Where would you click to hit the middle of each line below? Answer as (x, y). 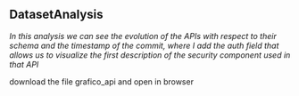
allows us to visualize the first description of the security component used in (150, 55)
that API (24, 64)
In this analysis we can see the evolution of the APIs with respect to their (143, 36)
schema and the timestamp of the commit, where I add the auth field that (144, 45)
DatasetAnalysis (57, 15)
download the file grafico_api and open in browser (102, 81)
